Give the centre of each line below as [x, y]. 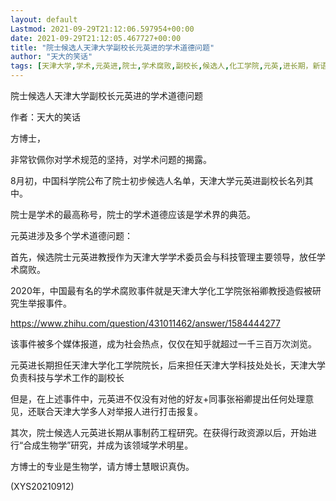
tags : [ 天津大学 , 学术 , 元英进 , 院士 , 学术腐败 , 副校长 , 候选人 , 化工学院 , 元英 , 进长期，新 [165, 66]
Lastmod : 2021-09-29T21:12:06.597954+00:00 [102, 29]
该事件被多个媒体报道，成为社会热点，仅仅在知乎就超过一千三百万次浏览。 [163, 344]
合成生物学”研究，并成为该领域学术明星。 [108, 445]
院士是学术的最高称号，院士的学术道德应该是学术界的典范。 [133, 214]
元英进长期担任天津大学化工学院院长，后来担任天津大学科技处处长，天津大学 [168, 365]
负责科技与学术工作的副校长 [67, 377]
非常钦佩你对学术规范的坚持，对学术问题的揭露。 [111, 159]
